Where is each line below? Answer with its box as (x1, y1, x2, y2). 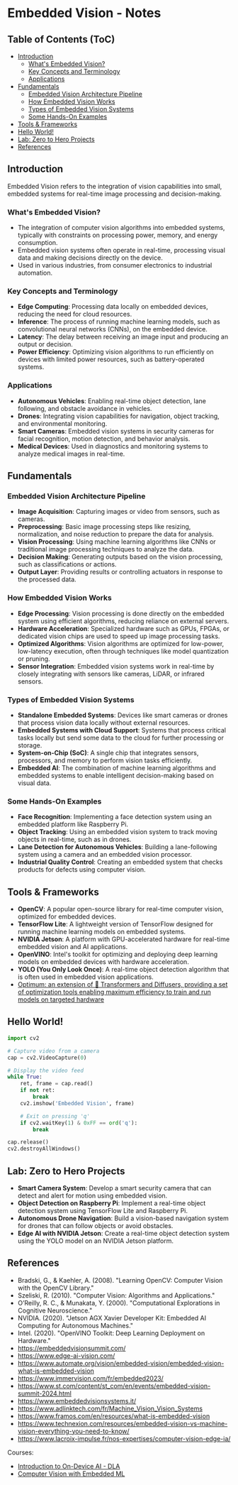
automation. (17, 268, 53, 278)
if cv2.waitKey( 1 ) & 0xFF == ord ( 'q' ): (20, 1119, 138, 1127)
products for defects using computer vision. (17, 865, 147, 874)
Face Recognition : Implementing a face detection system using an (17, 813, 212, 821)
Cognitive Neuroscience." (17, 1306, 93, 1315)
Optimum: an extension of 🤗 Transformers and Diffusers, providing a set (17, 980, 228, 989)
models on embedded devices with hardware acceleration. (17, 958, 189, 966)
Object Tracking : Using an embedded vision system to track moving (17, 828, 217, 836)
